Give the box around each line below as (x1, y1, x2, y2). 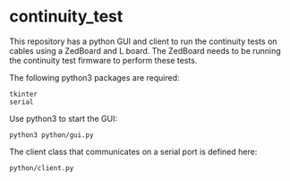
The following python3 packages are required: (9, 72, 181, 82)
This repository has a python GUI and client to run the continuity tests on (9, 36, 277, 47)
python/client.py (9, 163, 74, 172)
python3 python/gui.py (9, 130, 94, 140)
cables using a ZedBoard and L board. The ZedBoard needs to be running (9, 45, 282, 56)
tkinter (9, 90, 38, 99)
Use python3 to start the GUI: (9, 113, 118, 124)
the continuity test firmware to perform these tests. (9, 55, 198, 65)
